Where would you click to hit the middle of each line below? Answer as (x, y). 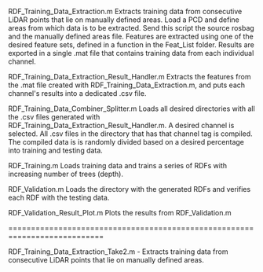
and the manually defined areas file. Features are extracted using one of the (131, 36)
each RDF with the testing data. (59, 197)
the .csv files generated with (54, 117)
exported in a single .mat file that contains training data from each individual (131, 53)
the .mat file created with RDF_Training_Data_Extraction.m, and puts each (127, 85)
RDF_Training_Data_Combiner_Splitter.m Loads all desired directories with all (131, 108)
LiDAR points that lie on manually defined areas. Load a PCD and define (124, 20)
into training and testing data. (56, 150)
